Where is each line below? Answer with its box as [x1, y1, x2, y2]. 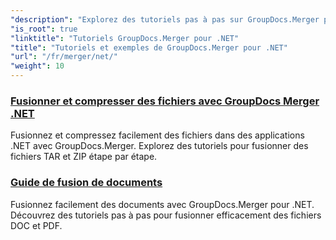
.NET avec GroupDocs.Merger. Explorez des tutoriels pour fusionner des [10, 140, 309, 152]
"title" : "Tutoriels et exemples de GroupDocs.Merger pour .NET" [10, 42, 288, 53]
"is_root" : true [10, 24, 78, 34]
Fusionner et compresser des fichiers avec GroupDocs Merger [10, 94, 320, 108]
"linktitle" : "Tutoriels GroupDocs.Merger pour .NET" [10, 33, 240, 43]
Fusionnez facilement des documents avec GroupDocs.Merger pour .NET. [10, 198, 315, 210]
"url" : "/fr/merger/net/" [10, 52, 118, 62]
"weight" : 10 [10, 61, 65, 71]
